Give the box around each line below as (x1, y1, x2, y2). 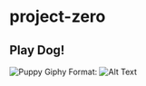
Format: (68, 66, 98, 77)
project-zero (9, 6, 106, 27)
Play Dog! (9, 43, 65, 58)
